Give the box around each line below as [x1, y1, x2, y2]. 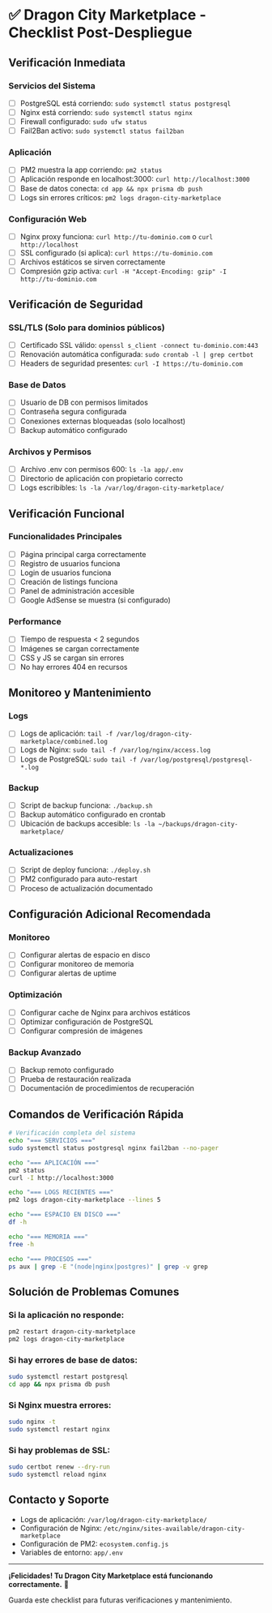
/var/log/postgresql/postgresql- [140, 756, 253, 764]
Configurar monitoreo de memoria [19, 959, 134, 969]
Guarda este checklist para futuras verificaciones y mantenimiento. [8, 1595, 232, 1605]
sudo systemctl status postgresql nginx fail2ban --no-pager [8, 1143, 219, 1152]
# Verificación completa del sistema [8, 1129, 136, 1137]
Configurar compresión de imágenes [19, 1026, 143, 1036]
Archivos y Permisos [8, 446, 91, 457]
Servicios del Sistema [8, 79, 96, 91]
